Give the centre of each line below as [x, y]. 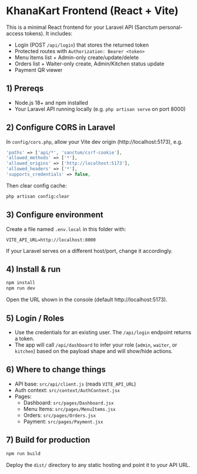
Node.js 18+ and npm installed [51, 103]
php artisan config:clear [38, 196]
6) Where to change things [56, 370]
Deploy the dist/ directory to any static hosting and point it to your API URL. [98, 465]
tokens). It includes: [48, 33]
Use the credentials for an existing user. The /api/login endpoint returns [103, 332]
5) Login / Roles [35, 318]
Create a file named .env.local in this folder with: [66, 229]
